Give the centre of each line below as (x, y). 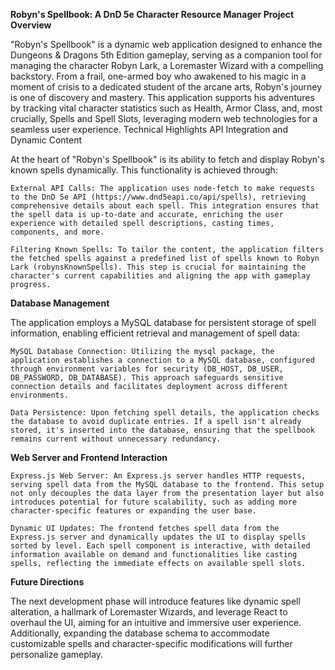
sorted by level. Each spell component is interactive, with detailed (160, 546)
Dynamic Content (46, 140)
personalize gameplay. (57, 654)
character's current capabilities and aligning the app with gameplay (160, 276)
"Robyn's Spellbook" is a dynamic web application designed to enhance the (166, 44)
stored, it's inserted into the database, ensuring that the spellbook (162, 430)
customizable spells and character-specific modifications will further (151, 643)
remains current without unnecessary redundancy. (116, 439)
